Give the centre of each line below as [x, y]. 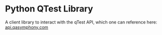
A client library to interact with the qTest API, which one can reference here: [81, 22]
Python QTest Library [49, 9]
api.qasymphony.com [27, 27]
